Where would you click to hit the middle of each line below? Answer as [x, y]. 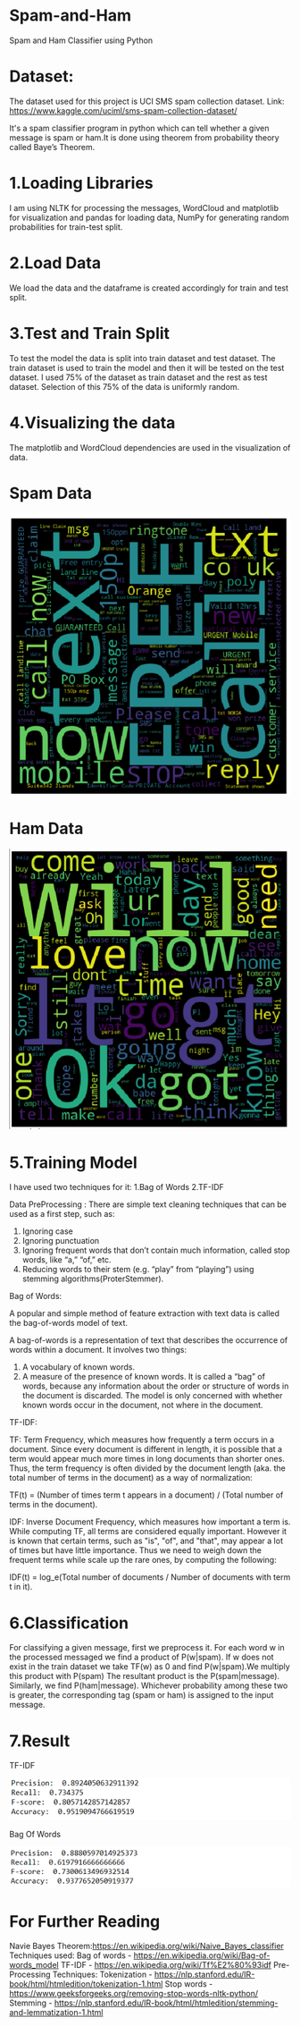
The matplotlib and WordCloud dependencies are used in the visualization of [150, 447]
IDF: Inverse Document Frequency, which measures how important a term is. [150, 1522]
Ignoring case [47, 1231]
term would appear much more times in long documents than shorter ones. [147, 1459]
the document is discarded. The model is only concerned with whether [152, 1396]
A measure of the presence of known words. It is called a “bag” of [144, 1377]
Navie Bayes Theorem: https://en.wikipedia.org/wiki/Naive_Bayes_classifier [146, 1946]
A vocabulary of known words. [79, 1367]
